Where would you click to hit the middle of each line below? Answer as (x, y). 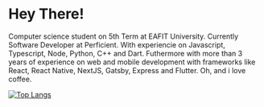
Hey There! (46, 14)
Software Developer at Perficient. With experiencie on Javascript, (117, 44)
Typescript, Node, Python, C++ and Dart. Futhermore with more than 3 (126, 53)
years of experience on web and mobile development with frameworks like (132, 62)
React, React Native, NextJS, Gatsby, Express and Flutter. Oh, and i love (127, 70)
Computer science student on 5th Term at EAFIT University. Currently (124, 36)
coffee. (20, 79)
